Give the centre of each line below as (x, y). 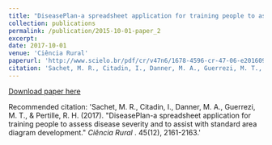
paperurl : (25, 61)
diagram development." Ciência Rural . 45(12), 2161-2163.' (104, 132)
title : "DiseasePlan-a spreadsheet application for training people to (132, 16)
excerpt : (23, 38)
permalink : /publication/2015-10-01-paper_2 (85, 31)
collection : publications (52, 23)
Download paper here (45, 91)
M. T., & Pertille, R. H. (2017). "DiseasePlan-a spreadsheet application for (130, 115)
